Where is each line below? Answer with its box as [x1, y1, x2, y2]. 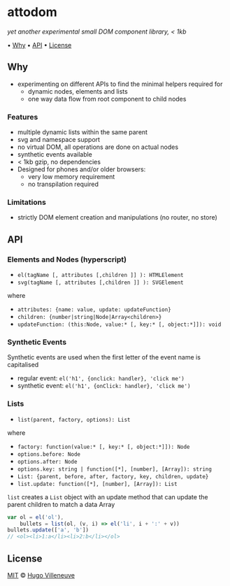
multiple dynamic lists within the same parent [17, 128, 148, 136]
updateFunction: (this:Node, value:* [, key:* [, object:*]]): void [17, 321, 222, 329]
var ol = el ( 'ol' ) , [7, 513, 64, 521]
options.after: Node [17, 458, 78, 465]
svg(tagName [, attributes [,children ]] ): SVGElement [17, 279, 184, 287]
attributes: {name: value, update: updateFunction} [17, 306, 171, 313]
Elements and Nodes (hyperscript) [7, 255, 127, 264]
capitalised [7, 361, 39, 369]
